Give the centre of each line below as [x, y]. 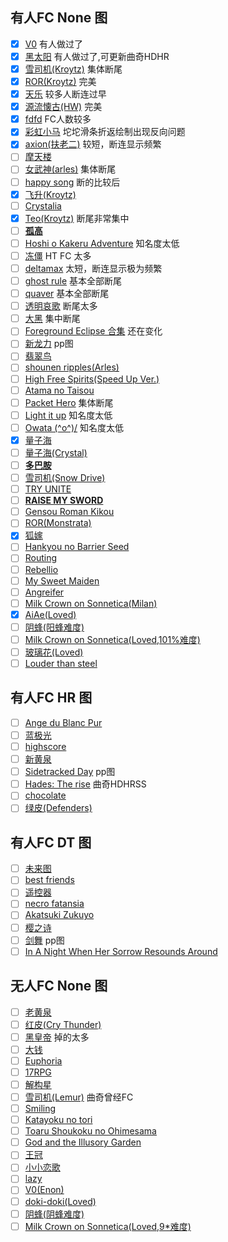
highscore [45, 746]
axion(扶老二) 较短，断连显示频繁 [93, 144]
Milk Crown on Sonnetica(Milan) [91, 603]
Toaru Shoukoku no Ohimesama [90, 1131]
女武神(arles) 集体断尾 [70, 169]
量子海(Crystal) [56, 452]
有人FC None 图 [59, 18]
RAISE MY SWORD [64, 500]
